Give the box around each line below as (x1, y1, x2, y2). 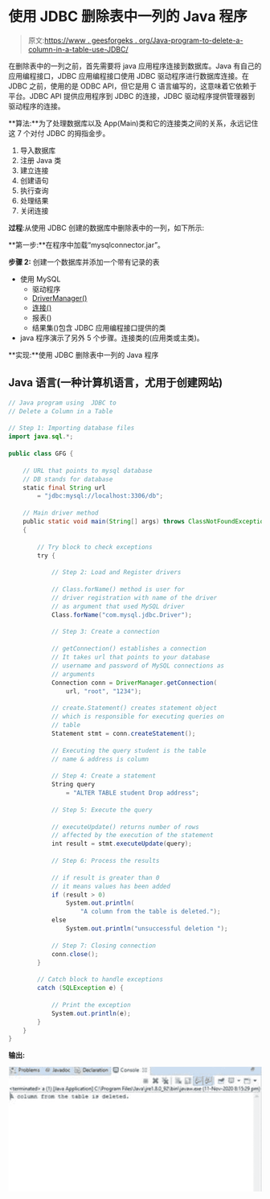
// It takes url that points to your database (51, 653, 211, 661)
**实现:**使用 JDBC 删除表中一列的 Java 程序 (8, 350, 159, 359)
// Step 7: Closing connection (51, 942, 157, 950)
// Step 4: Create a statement (51, 772, 157, 780)
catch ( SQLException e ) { (37, 984, 125, 992)
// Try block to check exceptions (37, 543, 153, 551)
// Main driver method (22, 509, 99, 517)
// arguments (51, 670, 95, 678)
